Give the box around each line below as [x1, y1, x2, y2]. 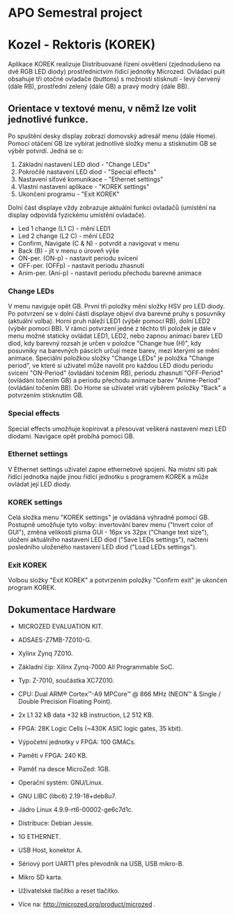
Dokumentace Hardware [8, 604, 116, 616]
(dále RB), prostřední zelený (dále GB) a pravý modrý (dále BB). [8, 82, 189, 91]
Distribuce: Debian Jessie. [17, 819, 93, 828]
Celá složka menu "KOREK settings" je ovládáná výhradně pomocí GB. [8, 513, 210, 521]
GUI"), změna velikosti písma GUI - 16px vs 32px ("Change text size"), [8, 528, 209, 537]
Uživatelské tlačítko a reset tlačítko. [17, 886, 120, 895]
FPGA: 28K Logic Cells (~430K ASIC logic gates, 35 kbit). [17, 724, 183, 733]
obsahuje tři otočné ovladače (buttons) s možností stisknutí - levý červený [8, 75, 221, 83]
